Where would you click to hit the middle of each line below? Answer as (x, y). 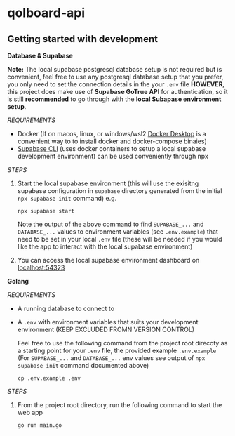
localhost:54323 (41, 267)
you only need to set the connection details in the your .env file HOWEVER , (116, 84)
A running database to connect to (66, 308)
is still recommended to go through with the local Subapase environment (114, 99)
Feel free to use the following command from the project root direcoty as (122, 343)
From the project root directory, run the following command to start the (120, 405)
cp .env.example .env (49, 378)
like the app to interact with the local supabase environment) (105, 246)
